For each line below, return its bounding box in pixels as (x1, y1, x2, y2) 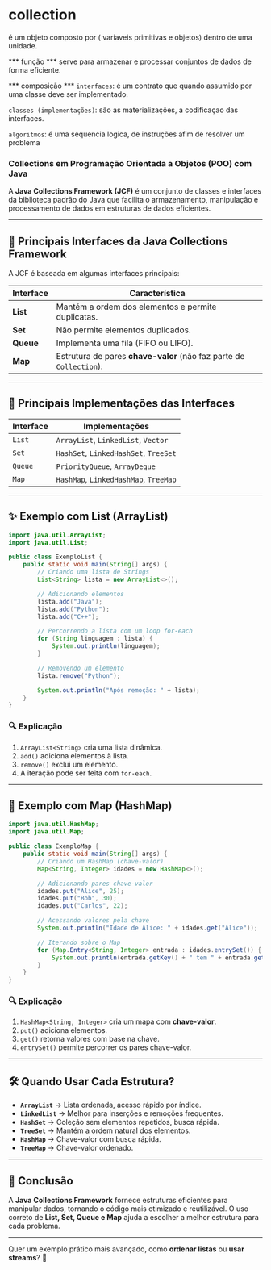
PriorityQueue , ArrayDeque (56, 460, 156, 471)
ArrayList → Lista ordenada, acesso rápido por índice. (19, 1100, 202, 1110)
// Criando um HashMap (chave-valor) (37, 857, 164, 865)
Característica (129, 288, 186, 299)
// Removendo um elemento (37, 664, 125, 672)
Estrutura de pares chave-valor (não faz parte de (56, 351, 245, 362)
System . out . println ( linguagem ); (51, 642, 161, 650)
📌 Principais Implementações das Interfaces (8, 397, 236, 411)
